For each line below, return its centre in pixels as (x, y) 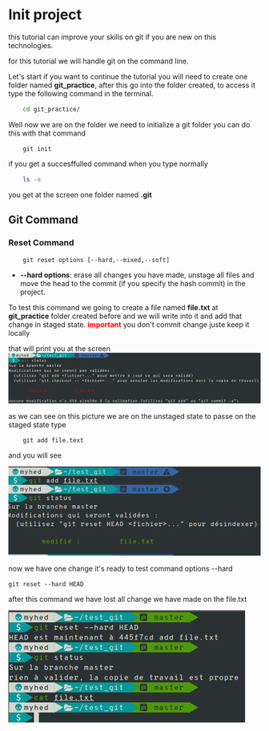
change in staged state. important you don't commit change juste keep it (129, 325)
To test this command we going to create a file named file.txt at (113, 308)
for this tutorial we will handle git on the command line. (98, 61)
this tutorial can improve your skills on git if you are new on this (112, 37)
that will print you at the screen (59, 349)
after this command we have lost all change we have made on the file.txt (128, 599)
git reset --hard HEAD (46, 584)
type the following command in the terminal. (81, 93)
